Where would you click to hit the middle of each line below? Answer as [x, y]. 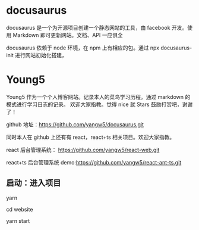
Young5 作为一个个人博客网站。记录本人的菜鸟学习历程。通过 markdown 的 [98, 97]
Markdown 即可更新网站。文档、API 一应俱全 [68, 35]
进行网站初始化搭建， [41, 55]
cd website [20, 209]
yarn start [18, 220]
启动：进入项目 [34, 183]
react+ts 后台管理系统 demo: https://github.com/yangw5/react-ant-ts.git [94, 162]
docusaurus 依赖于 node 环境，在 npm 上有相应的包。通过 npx [83, 48]
